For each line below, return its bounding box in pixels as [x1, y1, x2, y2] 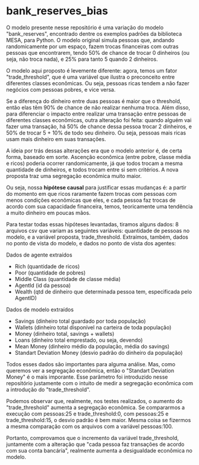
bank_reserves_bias [6, 4, 108, 18]
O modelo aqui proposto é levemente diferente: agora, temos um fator [6, 67, 178, 74]
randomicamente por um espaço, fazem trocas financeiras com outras [6, 43, 179, 50]
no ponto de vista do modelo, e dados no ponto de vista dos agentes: [6, 239, 176, 246]
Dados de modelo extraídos [6, 305, 74, 313]
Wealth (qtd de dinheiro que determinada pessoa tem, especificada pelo [14, 288, 192, 295]
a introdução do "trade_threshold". [6, 386, 91, 393]
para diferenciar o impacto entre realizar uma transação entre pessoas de [6, 110, 187, 117]
